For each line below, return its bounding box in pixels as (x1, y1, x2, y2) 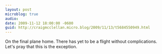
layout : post (5, 7, 32, 12)
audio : (5, 16, 19, 21)
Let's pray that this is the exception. (5, 44, 78, 50)
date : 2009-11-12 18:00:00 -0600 (5, 20, 74, 26)
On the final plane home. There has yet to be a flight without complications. (5, 38, 158, 44)
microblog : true (5, 12, 38, 17)
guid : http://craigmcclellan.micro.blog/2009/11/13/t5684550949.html (5, 25, 151, 30)
